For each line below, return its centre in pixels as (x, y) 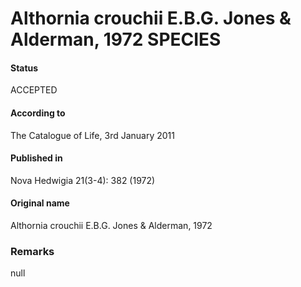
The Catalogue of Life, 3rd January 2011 (92, 135)
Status (24, 68)
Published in (36, 158)
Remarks (32, 251)
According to (38, 113)
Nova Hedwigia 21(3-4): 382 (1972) (83, 180)
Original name (40, 203)
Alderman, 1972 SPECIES (116, 39)
